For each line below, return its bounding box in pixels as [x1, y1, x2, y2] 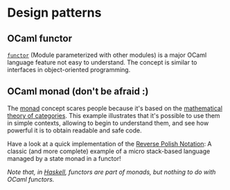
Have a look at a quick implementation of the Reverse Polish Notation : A [7, 139, 213, 148]
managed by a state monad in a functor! [7, 154, 121, 162]
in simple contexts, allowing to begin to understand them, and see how [7, 119, 209, 127]
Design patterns [7, 5, 102, 21]
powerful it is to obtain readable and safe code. [7, 126, 142, 135]
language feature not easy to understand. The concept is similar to [7, 58, 197, 67]
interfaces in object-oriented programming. [7, 66, 131, 74]
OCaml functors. [7, 175, 55, 183]
